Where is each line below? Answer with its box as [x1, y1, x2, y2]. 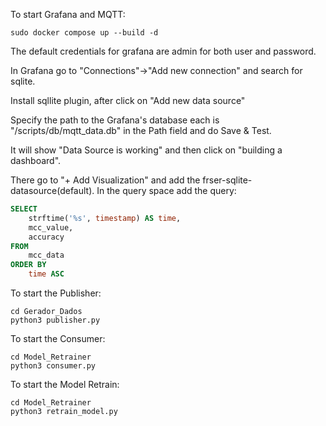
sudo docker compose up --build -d [10, 28, 159, 38]
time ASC [28, 269, 65, 279]
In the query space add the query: [96, 185, 237, 196]
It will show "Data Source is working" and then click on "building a [10, 144, 283, 156]
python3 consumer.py [10, 361, 97, 371]
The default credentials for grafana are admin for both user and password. [10, 45, 317, 57]
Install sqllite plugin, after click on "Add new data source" [10, 95, 246, 106]
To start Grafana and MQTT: [10, 9, 126, 20]
